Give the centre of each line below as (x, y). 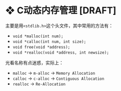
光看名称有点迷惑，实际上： (34, 62)
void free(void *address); (41, 47)
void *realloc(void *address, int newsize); (61, 52)
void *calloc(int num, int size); (49, 41)
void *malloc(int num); (38, 36)
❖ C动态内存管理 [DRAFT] (61, 10)
